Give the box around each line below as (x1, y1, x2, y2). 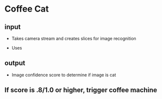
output (4, 59, 25, 67)
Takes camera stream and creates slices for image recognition (11, 35, 136, 41)
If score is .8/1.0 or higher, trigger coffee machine (4, 86, 157, 94)
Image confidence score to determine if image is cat (11, 72, 116, 78)
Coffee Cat (4, 3, 49, 15)
